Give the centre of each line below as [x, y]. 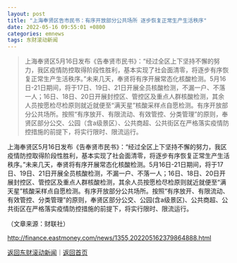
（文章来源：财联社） [38, 224]
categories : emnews [36, 34]
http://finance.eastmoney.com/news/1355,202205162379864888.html [109, 238]
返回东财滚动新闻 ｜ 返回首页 [48, 252]
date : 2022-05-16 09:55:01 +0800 [56, 27]
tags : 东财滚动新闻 [33, 40]
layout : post [26, 14]
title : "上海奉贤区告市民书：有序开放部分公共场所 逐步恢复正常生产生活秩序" [107, 21]
